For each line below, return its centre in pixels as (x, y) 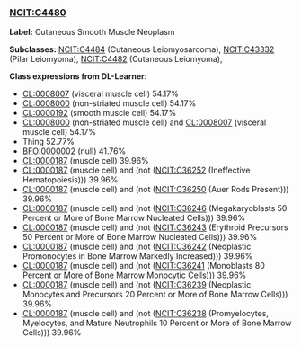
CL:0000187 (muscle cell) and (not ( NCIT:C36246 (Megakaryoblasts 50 (155, 208)
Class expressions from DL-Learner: (78, 76)
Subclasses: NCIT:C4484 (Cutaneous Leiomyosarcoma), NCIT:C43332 (142, 49)
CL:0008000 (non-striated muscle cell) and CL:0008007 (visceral (144, 122)
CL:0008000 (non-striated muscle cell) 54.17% (109, 103)
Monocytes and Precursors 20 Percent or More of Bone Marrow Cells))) (155, 295)
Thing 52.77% (48, 142)
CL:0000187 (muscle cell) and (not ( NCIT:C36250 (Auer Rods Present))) (155, 190)
